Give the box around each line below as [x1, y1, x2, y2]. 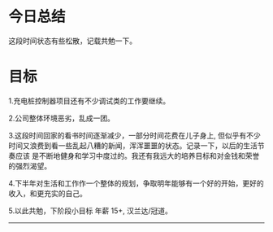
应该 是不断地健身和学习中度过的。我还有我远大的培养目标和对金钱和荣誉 [15, 151, 260, 160]
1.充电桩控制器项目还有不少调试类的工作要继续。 [8, 95, 171, 106]
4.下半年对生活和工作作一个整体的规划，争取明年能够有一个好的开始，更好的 [8, 178, 264, 188]
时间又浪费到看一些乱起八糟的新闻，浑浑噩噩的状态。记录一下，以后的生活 [8, 140, 258, 151]
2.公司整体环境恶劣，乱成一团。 [8, 113, 115, 123]
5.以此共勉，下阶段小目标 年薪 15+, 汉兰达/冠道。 [8, 205, 173, 216]
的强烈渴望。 [8, 160, 51, 171]
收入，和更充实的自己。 [8, 188, 87, 198]
